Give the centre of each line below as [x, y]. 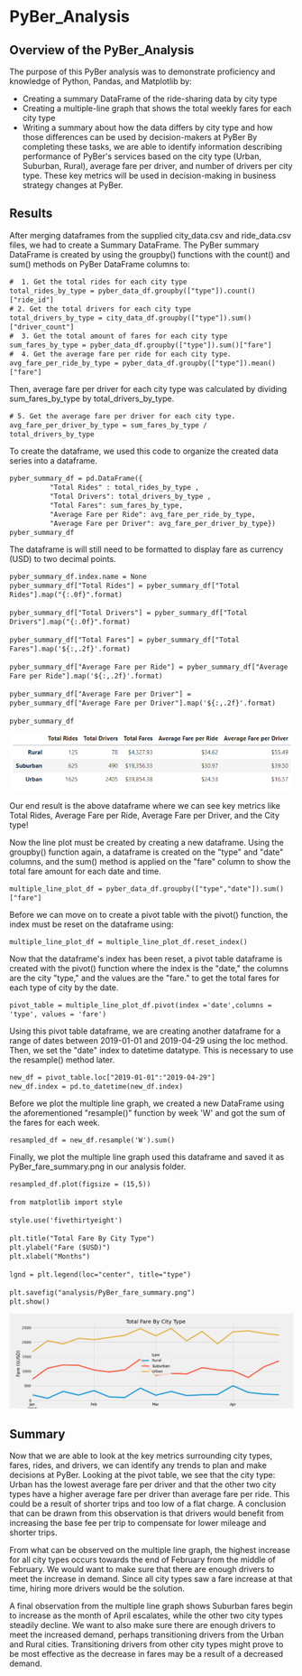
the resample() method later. [62, 1060]
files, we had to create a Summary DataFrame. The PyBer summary [134, 245]
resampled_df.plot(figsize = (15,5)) [80, 1184]
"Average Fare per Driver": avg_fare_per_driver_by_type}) [163, 523]
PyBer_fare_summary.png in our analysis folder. [98, 1166]
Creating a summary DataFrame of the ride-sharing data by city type [150, 98]
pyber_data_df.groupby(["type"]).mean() [199, 363]
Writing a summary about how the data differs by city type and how [147, 127]
